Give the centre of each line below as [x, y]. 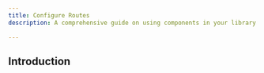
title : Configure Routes [49, 15]
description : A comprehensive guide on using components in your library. [134, 23]
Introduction [40, 61]
